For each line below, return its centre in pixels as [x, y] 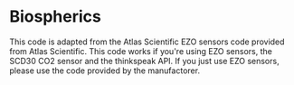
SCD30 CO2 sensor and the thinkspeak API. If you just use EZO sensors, [144, 61]
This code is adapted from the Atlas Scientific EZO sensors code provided [147, 42]
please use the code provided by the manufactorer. [105, 71]
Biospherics [55, 17]
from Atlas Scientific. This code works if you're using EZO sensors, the [141, 51]
